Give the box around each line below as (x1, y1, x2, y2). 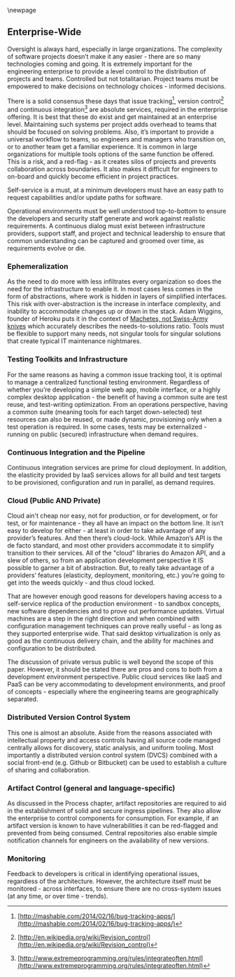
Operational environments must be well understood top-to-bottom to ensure (7, 207, 227, 216)
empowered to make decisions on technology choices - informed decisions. (7, 82, 226, 90)
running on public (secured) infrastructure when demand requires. (7, 430, 199, 438)
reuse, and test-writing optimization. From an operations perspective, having (7, 400, 228, 408)
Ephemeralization (7, 262, 69, 272)
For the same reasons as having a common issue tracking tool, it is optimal (7, 370, 222, 379)
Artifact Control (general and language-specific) (7, 783, 176, 793)
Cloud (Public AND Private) (7, 495, 101, 505)
